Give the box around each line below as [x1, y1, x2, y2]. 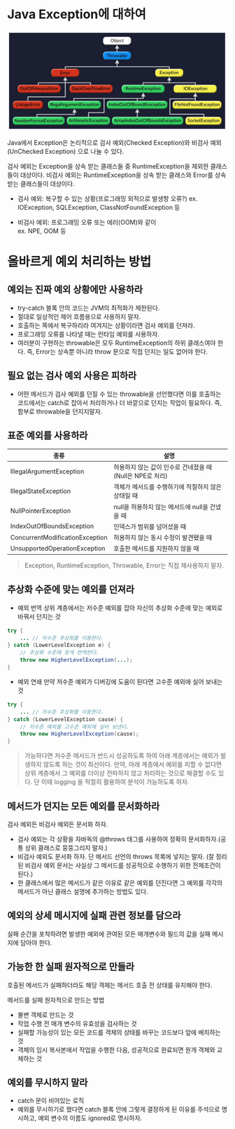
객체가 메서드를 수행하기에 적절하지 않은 [113, 483, 222, 491]
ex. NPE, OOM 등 [17, 227, 66, 235]
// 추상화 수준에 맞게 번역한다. [20, 649, 100, 656]
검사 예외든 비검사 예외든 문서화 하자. [7, 820, 108, 828]
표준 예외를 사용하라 [7, 429, 88, 441]
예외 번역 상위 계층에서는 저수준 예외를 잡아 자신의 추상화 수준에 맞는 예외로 [17, 603, 223, 612]
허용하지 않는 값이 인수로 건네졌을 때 [113, 463, 212, 471]
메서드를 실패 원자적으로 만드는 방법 [7, 995, 105, 1004]
